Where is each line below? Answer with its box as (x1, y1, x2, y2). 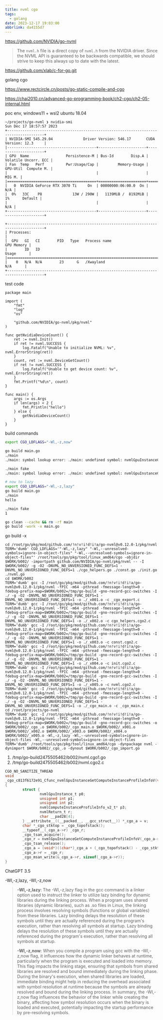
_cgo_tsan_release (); (22, 841, 66, 846)
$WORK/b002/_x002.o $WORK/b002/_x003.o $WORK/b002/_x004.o (5, 729, 127, 734)
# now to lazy (5, 480, 34, 485)
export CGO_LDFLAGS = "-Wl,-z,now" (5, 440, 73, 445)
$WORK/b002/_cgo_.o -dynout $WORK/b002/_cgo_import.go (26, 746, 140, 751)
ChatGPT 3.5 (5, 868, 31, 874)
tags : (5, 12, 16, 16)
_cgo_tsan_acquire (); (22, 832, 66, 837)
